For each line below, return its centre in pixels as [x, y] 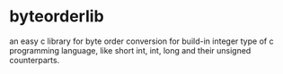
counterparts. [35, 60]
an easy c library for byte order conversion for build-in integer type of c [141, 41]
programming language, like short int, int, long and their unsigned [130, 50]
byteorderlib [57, 16]
